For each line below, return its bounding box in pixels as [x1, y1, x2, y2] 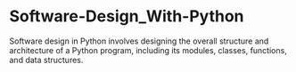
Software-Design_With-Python [9, 6, 244, 27]
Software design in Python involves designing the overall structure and [9, 36, 269, 46]
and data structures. [9, 54, 84, 65]
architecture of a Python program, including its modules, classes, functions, [9, 44, 287, 55]
